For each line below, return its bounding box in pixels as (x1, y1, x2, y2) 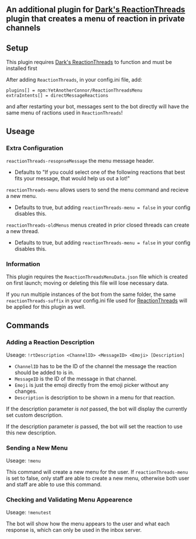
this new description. (6, 429, 57, 436)
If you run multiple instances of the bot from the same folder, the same (6, 291, 176, 298)
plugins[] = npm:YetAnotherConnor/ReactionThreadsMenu (6, 87, 143, 93)
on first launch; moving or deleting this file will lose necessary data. (6, 279, 169, 287)
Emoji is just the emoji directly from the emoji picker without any (14, 381, 169, 388)
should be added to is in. (14, 369, 74, 376)
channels (6, 23, 41, 33)
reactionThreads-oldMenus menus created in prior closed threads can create (6, 221, 190, 228)
